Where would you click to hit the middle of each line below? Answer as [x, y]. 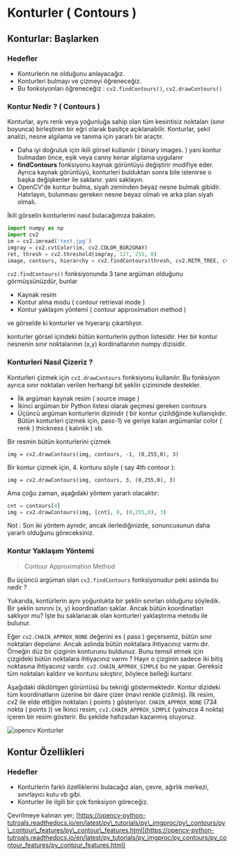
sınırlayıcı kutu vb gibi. [49, 795]
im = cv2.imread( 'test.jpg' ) [49, 241]
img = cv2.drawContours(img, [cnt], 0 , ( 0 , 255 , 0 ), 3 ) [87, 512]
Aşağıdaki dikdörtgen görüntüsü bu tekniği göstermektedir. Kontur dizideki [114, 687]
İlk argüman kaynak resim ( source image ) [78, 398]
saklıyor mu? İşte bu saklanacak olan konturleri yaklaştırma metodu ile [107, 615]
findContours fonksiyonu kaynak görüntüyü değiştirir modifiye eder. [115, 165]
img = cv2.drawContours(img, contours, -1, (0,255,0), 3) [93, 454]
